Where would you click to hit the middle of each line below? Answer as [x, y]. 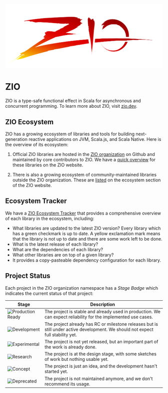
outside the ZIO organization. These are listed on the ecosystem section [86, 180]
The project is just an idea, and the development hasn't [101, 366]
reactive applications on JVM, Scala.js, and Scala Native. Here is [95, 139]
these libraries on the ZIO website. [48, 165]
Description [102, 304]
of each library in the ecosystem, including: [50, 218]
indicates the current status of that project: [49, 293]
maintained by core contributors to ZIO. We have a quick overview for [84, 159]
